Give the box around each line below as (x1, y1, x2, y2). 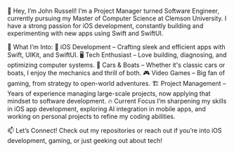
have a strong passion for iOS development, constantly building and (7, 22, 204, 30)
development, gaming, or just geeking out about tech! (7, 137, 163, 144)
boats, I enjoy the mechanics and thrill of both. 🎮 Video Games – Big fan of (7, 69, 226, 77)
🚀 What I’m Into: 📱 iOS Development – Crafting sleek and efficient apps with (7, 43, 226, 51)
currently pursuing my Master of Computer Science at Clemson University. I (7, 14, 227, 23)
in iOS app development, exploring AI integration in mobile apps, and (7, 105, 206, 113)
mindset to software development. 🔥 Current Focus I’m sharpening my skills (7, 97, 227, 105)
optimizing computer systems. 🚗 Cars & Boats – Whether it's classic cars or (7, 61, 226, 69)
